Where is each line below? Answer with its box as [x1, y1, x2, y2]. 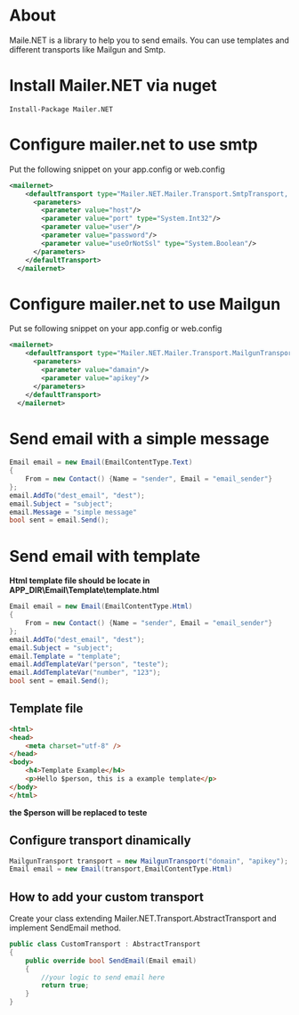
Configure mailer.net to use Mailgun [9, 294, 281, 314]
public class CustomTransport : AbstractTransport [9, 940, 201, 949]
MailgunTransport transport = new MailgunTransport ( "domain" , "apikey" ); [9, 857, 289, 865]
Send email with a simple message [9, 428, 270, 449]
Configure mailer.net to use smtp [9, 134, 258, 155]
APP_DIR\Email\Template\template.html [9, 585, 159, 596]
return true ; [41, 981, 90, 990]
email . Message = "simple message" [9, 507, 138, 516]
